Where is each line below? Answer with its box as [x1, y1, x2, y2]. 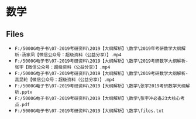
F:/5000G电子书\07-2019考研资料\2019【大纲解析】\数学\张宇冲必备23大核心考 [14, 96, 185, 101]
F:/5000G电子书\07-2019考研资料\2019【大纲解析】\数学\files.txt [14, 108, 164, 114]
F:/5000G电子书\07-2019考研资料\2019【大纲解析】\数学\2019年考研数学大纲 [14, 46, 181, 52]
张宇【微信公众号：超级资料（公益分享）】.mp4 [14, 64, 111, 70]
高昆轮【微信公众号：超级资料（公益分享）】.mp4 [14, 77, 115, 83]
